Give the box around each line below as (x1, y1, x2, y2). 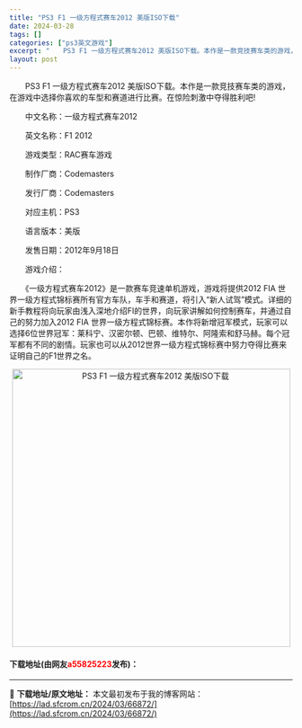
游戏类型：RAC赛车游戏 (24, 149, 112, 160)
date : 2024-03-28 (9, 22, 75, 31)
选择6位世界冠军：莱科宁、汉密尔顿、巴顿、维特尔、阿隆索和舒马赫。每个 (9, 328, 282, 338)
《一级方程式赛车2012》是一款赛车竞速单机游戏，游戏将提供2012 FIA (24, 283, 276, 293)
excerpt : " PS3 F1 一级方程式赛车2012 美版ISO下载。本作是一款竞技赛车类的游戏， (9, 47, 298, 56)
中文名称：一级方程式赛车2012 (24, 111, 138, 121)
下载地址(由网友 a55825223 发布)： (9, 658, 139, 670)
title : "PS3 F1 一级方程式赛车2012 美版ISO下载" (9, 13, 180, 22)
